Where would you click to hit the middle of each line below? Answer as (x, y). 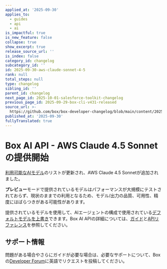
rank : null (16, 75)
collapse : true (21, 42)
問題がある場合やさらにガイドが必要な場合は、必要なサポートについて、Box (83, 255)
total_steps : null (24, 79)
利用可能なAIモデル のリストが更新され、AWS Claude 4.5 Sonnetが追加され (82, 172)
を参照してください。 (48, 225)
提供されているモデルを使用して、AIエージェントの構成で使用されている (79, 212)
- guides (19, 19)
